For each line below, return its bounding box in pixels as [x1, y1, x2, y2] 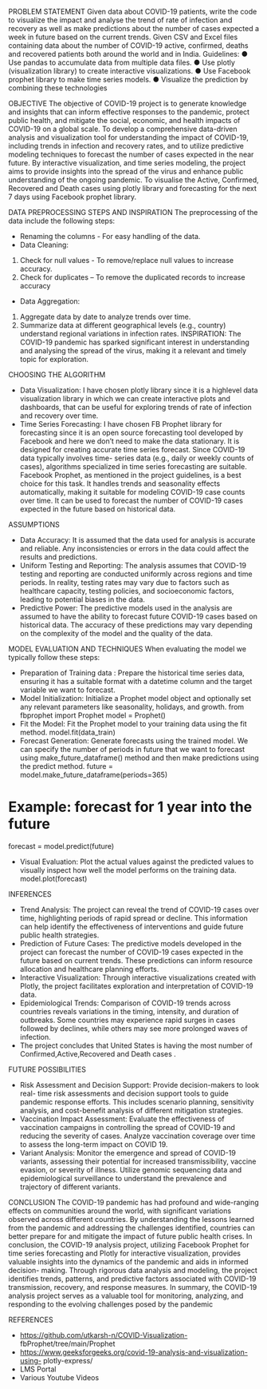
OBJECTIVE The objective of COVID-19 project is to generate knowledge [8, 99, 247, 108]
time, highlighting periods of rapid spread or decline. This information [19, 913, 249, 922]
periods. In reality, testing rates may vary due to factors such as [19, 578, 230, 587]
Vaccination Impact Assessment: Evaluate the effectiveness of [19, 1114, 225, 1124]
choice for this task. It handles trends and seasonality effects [19, 479, 221, 488]
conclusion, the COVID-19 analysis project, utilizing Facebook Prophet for [8, 1240, 249, 1249]
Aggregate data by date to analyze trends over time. [19, 312, 191, 321]
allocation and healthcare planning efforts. [19, 964, 159, 973]
